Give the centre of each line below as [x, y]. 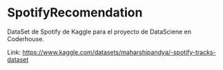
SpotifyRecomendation [75, 13]
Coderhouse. [26, 38]
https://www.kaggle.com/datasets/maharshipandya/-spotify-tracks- [119, 52]
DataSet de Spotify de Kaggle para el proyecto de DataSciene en [99, 32]
